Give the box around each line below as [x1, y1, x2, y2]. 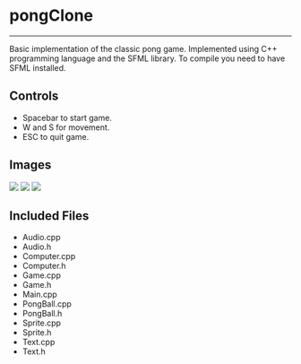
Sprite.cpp [21, 317, 61, 328]
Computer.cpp [21, 251, 76, 262]
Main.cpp [21, 289, 58, 300]
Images [9, 158, 52, 173]
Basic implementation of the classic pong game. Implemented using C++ [9, 43, 278, 54]
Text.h [21, 346, 47, 357]
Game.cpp [21, 270, 61, 281]
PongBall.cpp [21, 299, 72, 309]
